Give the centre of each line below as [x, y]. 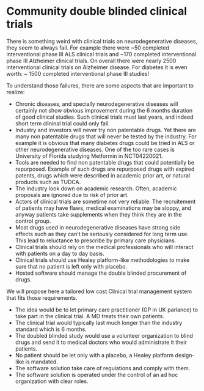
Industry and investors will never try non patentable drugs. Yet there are [106, 130]
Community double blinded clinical [97, 11]
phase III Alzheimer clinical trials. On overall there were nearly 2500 [91, 61]
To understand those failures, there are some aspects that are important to [100, 85]
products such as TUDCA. [48, 182]
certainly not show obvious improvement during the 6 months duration [104, 110]
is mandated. [42, 362]
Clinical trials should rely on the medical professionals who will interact [104, 247]
